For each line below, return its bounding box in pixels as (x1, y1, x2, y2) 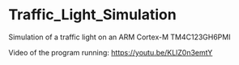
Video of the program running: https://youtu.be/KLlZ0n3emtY (8, 47, 213, 57)
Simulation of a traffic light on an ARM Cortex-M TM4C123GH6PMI (8, 32, 231, 42)
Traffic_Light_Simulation (8, 6, 177, 24)
